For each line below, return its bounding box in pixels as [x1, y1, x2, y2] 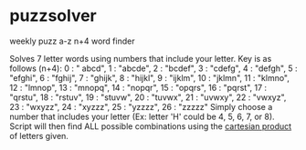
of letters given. [9, 130, 69, 141]
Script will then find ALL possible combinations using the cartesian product [9, 120, 292, 132]
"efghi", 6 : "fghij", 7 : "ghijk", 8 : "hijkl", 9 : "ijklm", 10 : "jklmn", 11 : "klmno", [9, 72, 290, 83]
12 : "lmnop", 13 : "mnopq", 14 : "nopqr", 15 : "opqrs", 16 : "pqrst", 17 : [9, 82, 268, 93]
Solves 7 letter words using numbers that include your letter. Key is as [9, 53, 272, 64]
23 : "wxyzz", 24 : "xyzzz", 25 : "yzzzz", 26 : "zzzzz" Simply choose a [9, 101, 273, 112]
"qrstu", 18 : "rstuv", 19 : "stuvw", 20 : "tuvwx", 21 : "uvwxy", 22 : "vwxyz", [9, 92, 287, 103]
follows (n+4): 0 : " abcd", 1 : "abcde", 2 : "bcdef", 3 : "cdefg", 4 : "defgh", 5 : [9, 63, 298, 74]
